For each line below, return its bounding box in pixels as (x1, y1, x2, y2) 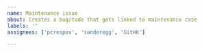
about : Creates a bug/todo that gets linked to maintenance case (7, 16, 197, 23)
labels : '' (7, 22, 38, 29)
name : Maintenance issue (7, 9, 78, 17)
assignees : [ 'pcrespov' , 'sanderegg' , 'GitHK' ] (7, 28, 146, 36)
